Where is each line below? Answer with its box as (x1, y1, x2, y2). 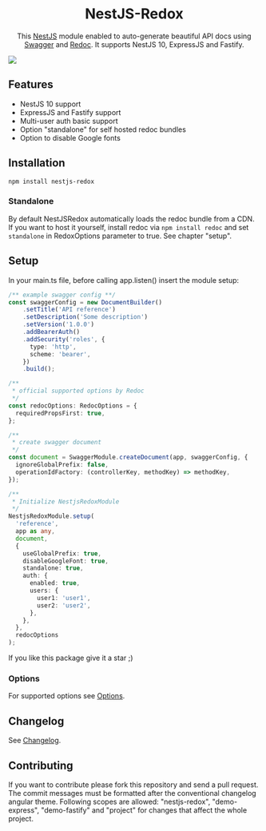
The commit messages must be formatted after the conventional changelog (8, 788, 257, 797)
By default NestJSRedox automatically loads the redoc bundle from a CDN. (8, 213, 255, 224)
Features (8, 78, 54, 92)
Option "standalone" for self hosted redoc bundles (19, 125, 186, 134)
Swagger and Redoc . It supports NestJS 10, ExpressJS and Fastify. (24, 39, 244, 49)
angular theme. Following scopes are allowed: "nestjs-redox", (8, 797, 211, 806)
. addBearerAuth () (22, 328, 81, 336)
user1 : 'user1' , (37, 594, 91, 602)
